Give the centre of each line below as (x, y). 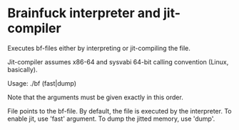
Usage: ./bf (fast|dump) (42, 83)
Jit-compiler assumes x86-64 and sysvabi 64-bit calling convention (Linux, (118, 61)
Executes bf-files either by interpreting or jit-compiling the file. (99, 48)
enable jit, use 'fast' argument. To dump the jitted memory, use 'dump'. (111, 119)
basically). (22, 69)
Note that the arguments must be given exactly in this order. (95, 97)
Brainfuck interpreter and (84, 13)
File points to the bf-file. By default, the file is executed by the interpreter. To (119, 111)
